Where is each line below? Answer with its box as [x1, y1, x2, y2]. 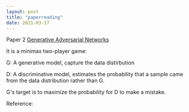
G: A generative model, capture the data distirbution [6, 59, 135, 66]
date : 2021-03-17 [6, 20, 50, 26]
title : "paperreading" [6, 14, 63, 20]
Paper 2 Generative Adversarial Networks [6, 36, 109, 43]
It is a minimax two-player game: [6, 48, 87, 55]
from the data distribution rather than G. [6, 77, 105, 84]
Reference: [6, 100, 34, 107]
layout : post [6, 8, 39, 15]
